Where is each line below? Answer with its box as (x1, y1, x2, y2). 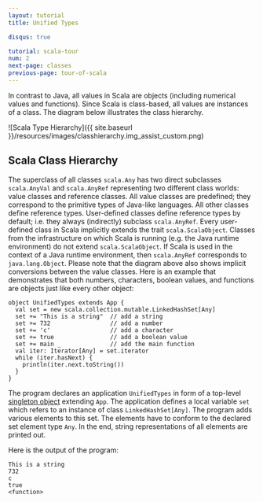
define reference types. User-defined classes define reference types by (8, 208, 241, 217)
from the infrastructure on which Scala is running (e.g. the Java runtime (8, 233, 239, 242)
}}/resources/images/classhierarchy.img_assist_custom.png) (8, 131, 204, 140)
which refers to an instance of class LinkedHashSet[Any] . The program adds (8, 404, 253, 414)
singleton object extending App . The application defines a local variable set (8, 397, 250, 406)
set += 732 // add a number (15, 319, 163, 327)
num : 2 (8, 54, 30, 63)
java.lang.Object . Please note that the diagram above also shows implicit (8, 258, 247, 268)
